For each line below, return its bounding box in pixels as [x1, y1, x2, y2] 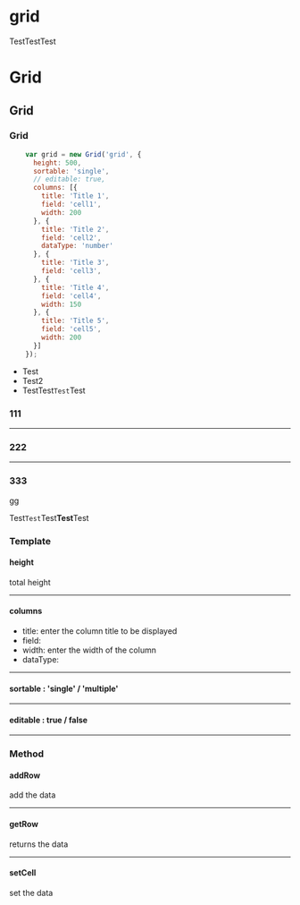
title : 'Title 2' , [41, 225, 110, 234]
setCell [9, 867, 37, 878]
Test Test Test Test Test [9, 512, 89, 523]
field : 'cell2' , [41, 233, 102, 243]
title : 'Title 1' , [41, 192, 110, 201]
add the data [9, 790, 56, 800]
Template [9, 534, 52, 547]
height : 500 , [32, 158, 82, 167]
